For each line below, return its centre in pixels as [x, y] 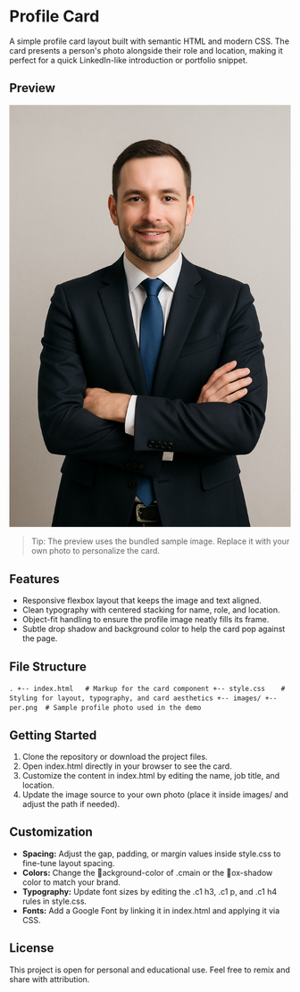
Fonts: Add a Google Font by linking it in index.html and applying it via [151, 910]
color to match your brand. [71, 882]
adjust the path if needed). [71, 804]
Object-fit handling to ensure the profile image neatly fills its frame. [146, 620]
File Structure [48, 667]
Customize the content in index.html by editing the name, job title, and [151, 775]
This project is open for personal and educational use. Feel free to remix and [150, 970]
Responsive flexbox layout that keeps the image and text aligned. [142, 601]
